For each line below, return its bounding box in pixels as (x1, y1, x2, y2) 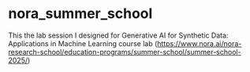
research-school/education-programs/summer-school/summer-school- (8, 47, 242, 56)
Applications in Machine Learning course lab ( (8, 38, 158, 48)
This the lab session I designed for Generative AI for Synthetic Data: (8, 31, 229, 40)
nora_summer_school (8, 5, 153, 23)
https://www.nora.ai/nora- (157, 38, 242, 48)
